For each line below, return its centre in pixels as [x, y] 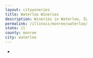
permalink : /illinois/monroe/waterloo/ [46, 24]
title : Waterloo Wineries [32, 14]
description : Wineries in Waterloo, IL [46, 19]
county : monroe [21, 33]
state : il [15, 28]
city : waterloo [21, 38]
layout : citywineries [28, 10]
